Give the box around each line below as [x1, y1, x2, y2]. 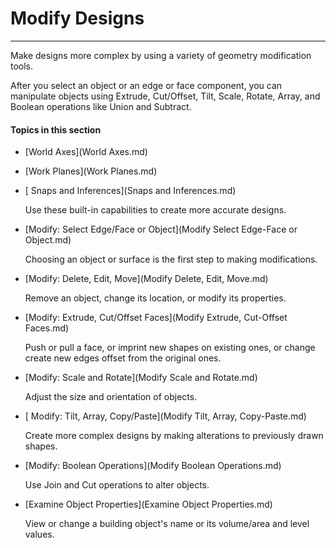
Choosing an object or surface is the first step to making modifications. [24, 253, 318, 266]
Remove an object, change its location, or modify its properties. [24, 292, 287, 304]
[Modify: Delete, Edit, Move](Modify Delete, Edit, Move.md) [24, 273, 269, 285]
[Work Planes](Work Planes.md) [24, 165, 158, 177]
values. [24, 528, 55, 541]
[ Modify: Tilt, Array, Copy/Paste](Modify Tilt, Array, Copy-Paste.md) [24, 410, 307, 422]
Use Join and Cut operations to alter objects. [24, 479, 210, 491]
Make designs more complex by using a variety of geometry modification [10, 49, 312, 61]
